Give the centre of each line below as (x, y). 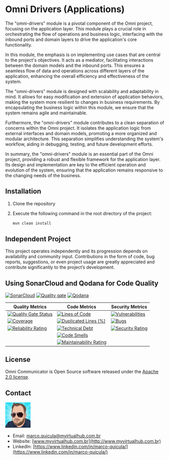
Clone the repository (34, 203)
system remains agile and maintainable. (46, 113)
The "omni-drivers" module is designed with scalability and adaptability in (82, 91)
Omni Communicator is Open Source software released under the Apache (82, 372)
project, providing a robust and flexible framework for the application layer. (83, 159)
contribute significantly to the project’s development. (60, 267)
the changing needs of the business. (43, 175)
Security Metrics (129, 307)
